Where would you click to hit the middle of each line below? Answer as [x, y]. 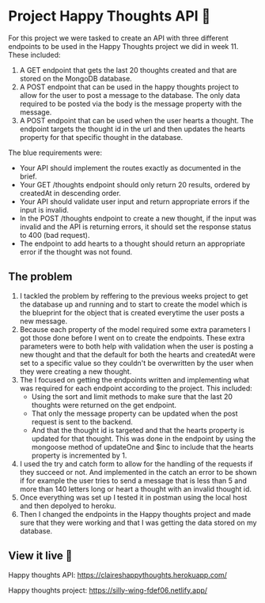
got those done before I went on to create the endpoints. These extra [132, 337]
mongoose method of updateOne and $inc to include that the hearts [143, 447]
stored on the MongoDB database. [76, 78]
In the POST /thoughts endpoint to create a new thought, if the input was [138, 218]
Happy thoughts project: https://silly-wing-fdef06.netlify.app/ [108, 590]
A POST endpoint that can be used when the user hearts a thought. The [136, 120]
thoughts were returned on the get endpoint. [104, 405]
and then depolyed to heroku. [68, 506]
